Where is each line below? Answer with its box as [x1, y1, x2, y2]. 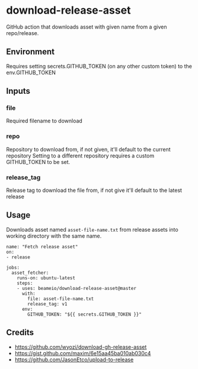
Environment [6, 47, 55, 57]
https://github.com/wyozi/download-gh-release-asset [14, 343, 147, 351]
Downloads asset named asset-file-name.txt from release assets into [6, 226, 179, 233]
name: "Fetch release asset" [6, 244, 78, 250]
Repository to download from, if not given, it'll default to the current [6, 146, 171, 153]
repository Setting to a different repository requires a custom [6, 152, 155, 159]
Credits [6, 327, 34, 338]
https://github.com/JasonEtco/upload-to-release [14, 356, 134, 363]
